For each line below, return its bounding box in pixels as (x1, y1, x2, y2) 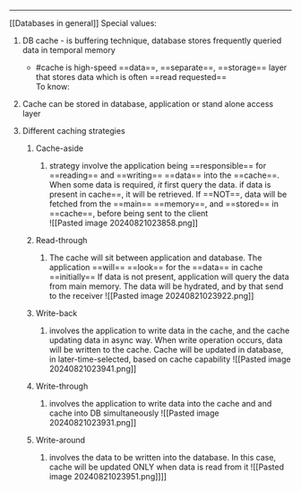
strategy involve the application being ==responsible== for (48, 161, 267, 171)
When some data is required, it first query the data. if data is (48, 180, 271, 189)
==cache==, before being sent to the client (48, 208, 209, 218)
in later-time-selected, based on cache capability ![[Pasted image (48, 354, 291, 364)
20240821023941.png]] (48, 364, 137, 373)
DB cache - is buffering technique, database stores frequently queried (21, 35, 282, 46)
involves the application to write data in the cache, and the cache (48, 325, 290, 336)
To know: (35, 82, 70, 92)
